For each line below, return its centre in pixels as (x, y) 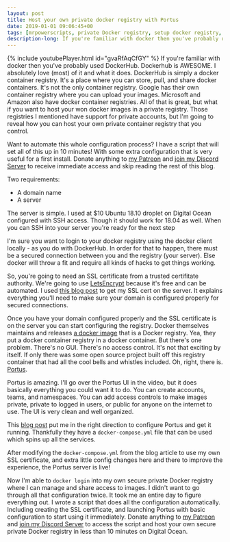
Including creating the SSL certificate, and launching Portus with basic (106, 510)
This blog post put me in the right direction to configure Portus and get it (109, 425)
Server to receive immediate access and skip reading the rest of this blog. (111, 166)
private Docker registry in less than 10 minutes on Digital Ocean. (98, 532)
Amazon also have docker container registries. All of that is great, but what (112, 102)
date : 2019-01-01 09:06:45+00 (50, 26)
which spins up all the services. (51, 439)
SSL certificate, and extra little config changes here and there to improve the (115, 460)
